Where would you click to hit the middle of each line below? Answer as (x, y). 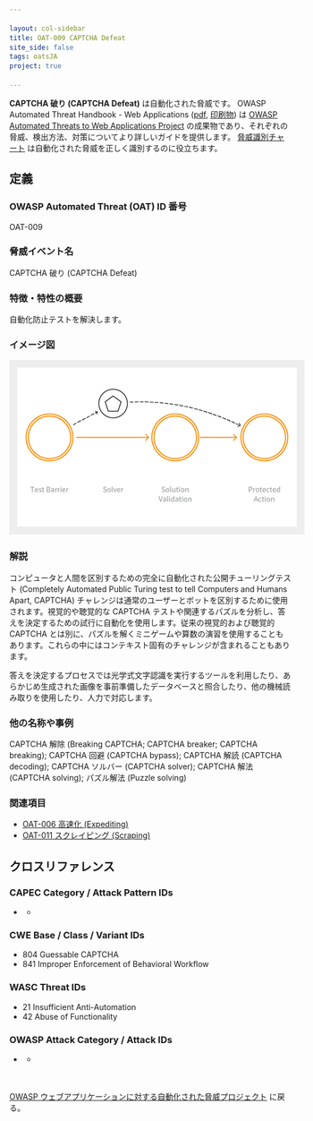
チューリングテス (259, 578)
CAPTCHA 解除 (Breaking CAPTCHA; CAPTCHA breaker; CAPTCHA (133, 744)
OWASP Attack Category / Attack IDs (91, 1040)
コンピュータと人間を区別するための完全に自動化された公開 (119, 578)
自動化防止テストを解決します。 (68, 320)
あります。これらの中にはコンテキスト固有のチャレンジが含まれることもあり (150, 645)
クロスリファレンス (62, 866)
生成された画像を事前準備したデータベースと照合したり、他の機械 (161, 686)
